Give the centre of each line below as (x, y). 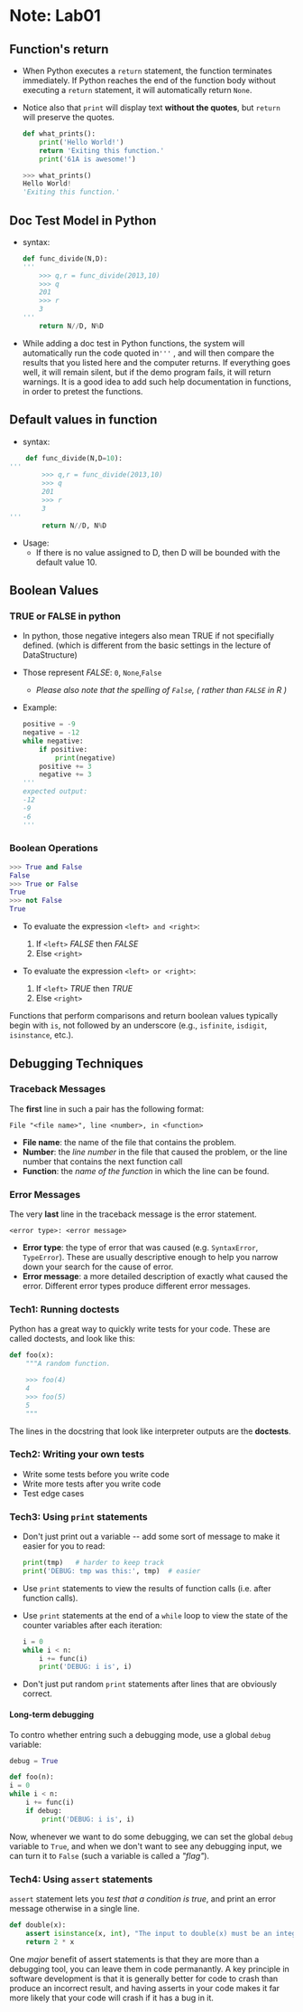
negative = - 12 (51, 733)
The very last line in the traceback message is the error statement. (133, 1214)
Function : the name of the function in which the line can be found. (146, 1171)
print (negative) (86, 758)
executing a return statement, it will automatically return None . (137, 90)
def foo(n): (32, 1777)
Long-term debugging (52, 1714)
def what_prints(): (59, 134)
